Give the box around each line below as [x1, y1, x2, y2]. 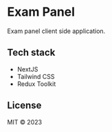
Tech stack [7, 47, 56, 58]
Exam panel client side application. [7, 27, 106, 35]
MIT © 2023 [7, 118, 43, 126]
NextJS [16, 65, 38, 73]
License [7, 100, 42, 111]
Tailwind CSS [16, 72, 55, 80]
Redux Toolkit [16, 80, 56, 88]
